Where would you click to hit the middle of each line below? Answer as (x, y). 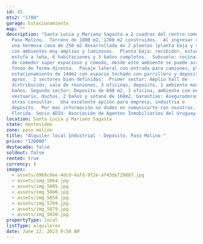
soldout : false (25, 153)
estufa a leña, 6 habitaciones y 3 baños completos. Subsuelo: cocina (104, 57)
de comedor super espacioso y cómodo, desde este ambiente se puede (100, 62)
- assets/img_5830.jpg (40, 215)
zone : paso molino (29, 130)
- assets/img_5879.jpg (40, 209)
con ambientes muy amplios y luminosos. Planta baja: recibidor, (97, 51)
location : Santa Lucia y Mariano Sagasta (59, 119)
